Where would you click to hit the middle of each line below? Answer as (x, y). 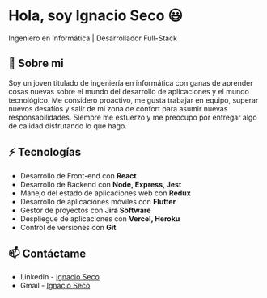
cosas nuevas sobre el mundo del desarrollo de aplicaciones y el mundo (129, 91)
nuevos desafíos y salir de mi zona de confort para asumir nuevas (118, 108)
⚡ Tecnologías (45, 152)
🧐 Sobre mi (36, 63)
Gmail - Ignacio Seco (55, 286)
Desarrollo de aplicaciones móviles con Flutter (98, 201)
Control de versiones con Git (68, 227)
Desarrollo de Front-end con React (78, 175)
